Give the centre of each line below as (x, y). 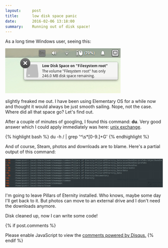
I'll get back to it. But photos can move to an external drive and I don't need (83, 200)
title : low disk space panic (41, 16)
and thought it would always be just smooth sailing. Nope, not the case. (79, 107)
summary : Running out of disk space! (48, 27)
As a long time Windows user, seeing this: (48, 41)
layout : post (23, 11)
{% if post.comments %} (30, 225)
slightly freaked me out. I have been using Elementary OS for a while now (80, 101)
